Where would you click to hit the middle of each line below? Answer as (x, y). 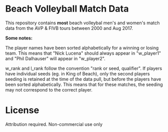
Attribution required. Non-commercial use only (54, 124)
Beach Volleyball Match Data (67, 9)
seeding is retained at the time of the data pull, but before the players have (83, 79)
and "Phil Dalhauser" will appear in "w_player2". (55, 58)
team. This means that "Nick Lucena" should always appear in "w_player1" (83, 53)
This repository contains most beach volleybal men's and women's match (82, 23)
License (22, 111)
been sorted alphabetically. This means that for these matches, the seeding (84, 84)
